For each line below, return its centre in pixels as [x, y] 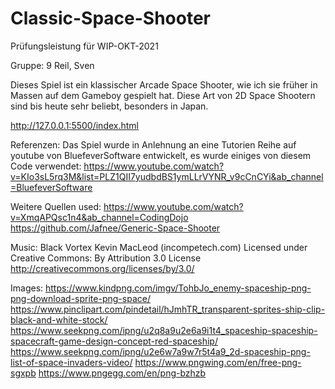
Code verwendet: [46, 166]
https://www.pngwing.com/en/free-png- [218, 362]
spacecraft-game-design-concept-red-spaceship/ [114, 341]
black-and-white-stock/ [59, 319]
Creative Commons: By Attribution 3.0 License [106, 258]
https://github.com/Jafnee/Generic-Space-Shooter [115, 228]
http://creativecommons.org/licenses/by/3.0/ [102, 268]
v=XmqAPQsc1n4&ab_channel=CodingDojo [99, 217]
